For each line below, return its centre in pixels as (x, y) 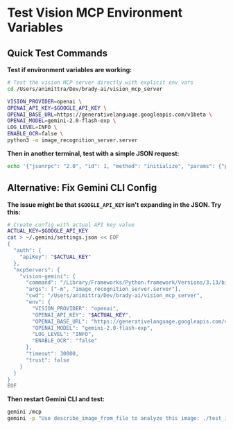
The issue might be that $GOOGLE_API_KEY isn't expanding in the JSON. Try (114, 204)
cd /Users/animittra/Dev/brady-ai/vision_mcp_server (85, 89)
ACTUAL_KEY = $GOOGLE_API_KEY (48, 231)
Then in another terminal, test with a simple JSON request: (93, 153)
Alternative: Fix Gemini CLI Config (82, 188)
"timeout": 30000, (52, 354)
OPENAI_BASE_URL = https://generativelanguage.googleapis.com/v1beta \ (110, 115)
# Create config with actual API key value (71, 225)
